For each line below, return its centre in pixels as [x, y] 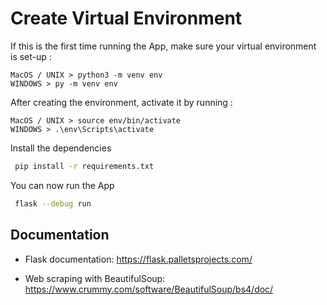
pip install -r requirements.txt [84, 166]
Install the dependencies [61, 148]
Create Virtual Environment [126, 18]
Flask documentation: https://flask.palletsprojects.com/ [138, 259]
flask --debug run [53, 203]
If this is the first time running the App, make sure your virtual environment [163, 46]
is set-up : [31, 56]
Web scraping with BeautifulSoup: [95, 278]
